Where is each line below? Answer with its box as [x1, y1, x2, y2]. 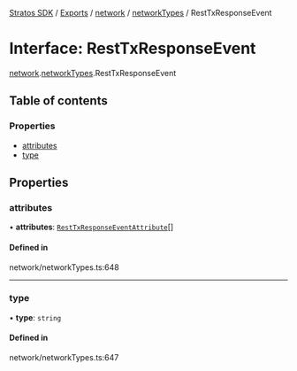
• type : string [9, 312, 62, 322]
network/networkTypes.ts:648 [9, 261, 119, 273]
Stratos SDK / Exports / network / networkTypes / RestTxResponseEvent [9, 8, 272, 18]
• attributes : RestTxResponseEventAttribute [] [9, 221, 174, 233]
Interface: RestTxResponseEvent [9, 39, 256, 58]
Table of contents [9, 93, 108, 109]
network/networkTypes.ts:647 [9, 352, 119, 363]
